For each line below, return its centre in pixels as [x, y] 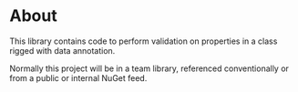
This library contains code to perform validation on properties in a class [144, 41]
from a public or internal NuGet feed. [78, 77]
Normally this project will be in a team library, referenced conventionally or [149, 68]
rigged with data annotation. [62, 50]
